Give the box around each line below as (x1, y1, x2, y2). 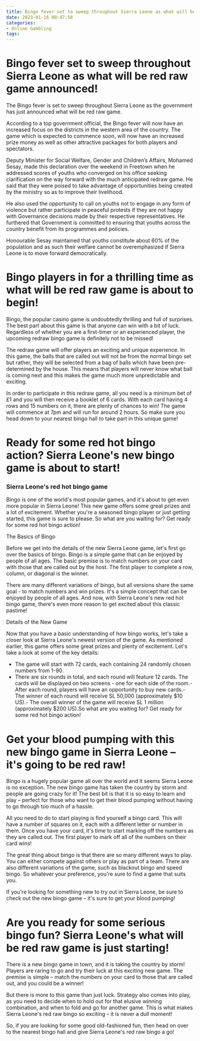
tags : (6, 31, 20, 37)
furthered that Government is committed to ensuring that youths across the (6, 219, 190, 226)
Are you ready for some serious (6, 916, 165, 929)
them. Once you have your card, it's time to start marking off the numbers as (6, 827, 194, 834)
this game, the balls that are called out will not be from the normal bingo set (6, 353, 192, 360)
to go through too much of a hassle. (6, 803, 94, 810)
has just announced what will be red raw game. (6, 108, 122, 115)
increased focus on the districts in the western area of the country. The (6, 126, 181, 133)
